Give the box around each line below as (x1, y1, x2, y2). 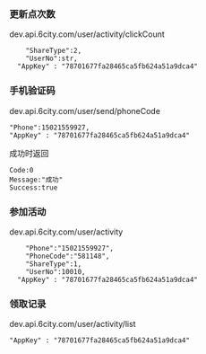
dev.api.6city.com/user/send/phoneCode (9, 105, 161, 116)
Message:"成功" (9, 175, 64, 184)
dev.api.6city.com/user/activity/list (9, 319, 136, 330)
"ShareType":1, (25, 259, 82, 269)
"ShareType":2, (25, 47, 82, 56)
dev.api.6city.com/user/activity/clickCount (9, 29, 166, 40)
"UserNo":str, (25, 54, 78, 64)
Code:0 (9, 165, 34, 174)
